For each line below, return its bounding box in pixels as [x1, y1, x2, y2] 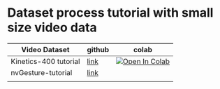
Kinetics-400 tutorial [10, 56, 80, 66]
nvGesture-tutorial [10, 67, 73, 77]
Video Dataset [21, 44, 70, 54]
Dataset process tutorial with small [7, 5, 214, 21]
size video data [7, 19, 98, 35]
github [87, 44, 110, 54]
